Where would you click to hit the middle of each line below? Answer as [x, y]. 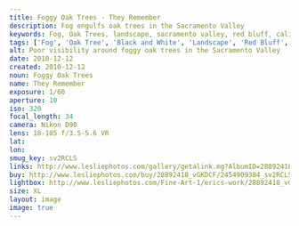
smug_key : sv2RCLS [43, 158]
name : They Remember [48, 84]
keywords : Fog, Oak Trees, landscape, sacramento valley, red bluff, [141, 34]
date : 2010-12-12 [41, 59]
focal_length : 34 [41, 117]
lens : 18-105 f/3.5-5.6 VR [59, 133]
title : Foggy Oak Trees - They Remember [85, 17]
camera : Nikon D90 [43, 125]
